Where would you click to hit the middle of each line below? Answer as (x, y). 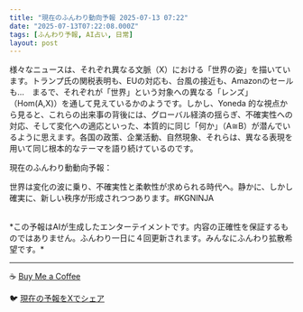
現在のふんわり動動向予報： (61, 168)
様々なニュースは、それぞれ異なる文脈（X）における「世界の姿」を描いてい (150, 69)
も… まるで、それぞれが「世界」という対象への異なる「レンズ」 (131, 92)
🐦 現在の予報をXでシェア (57, 298)
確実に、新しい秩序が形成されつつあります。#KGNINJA (112, 198)
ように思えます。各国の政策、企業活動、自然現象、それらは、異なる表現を (155, 137)
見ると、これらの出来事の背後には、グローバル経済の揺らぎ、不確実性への (155, 115)
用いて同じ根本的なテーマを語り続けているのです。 (104, 149)
